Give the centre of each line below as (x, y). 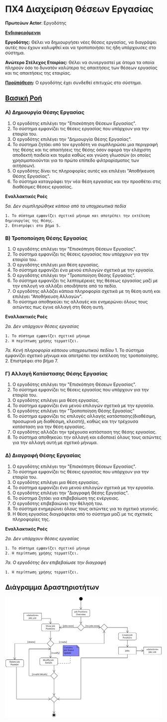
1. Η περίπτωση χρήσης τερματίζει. (42, 572)
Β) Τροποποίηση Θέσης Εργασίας (46, 238)
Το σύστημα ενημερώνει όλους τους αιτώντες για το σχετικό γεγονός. (85, 509)
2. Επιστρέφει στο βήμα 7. (32, 361)
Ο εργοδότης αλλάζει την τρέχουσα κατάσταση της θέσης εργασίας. (84, 432)
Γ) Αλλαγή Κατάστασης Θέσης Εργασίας (56, 373)
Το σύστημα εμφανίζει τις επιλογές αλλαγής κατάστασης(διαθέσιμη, (84, 416)
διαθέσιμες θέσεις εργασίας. (42, 186)
